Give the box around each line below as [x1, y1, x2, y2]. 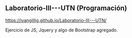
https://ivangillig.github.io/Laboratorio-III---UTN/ [5, 17, 107, 23]
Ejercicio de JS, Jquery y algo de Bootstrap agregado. [5, 27, 118, 33]
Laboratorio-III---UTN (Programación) [5, 4, 127, 12]
